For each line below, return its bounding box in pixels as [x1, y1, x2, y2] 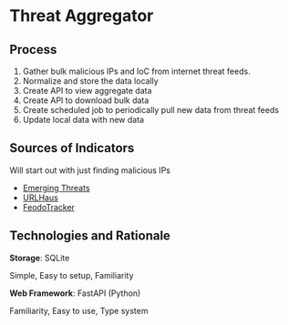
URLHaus [22, 192, 59, 203]
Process [9, 42, 57, 57]
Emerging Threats [22, 182, 90, 193]
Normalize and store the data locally [22, 76, 159, 86]
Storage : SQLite [9, 252, 70, 263]
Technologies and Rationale [9, 229, 171, 244]
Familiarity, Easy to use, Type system [9, 305, 149, 316]
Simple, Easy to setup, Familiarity [9, 269, 134, 280]
